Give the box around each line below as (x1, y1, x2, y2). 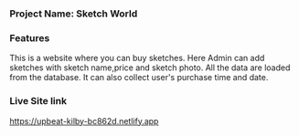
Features (9, 31, 50, 44)
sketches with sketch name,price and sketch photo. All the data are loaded (9, 62, 291, 73)
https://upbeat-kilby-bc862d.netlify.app (9, 115, 159, 126)
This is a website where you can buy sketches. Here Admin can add (9, 53, 265, 64)
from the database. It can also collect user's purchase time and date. (9, 72, 269, 83)
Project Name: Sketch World (9, 7, 138, 20)
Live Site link (9, 95, 67, 108)
